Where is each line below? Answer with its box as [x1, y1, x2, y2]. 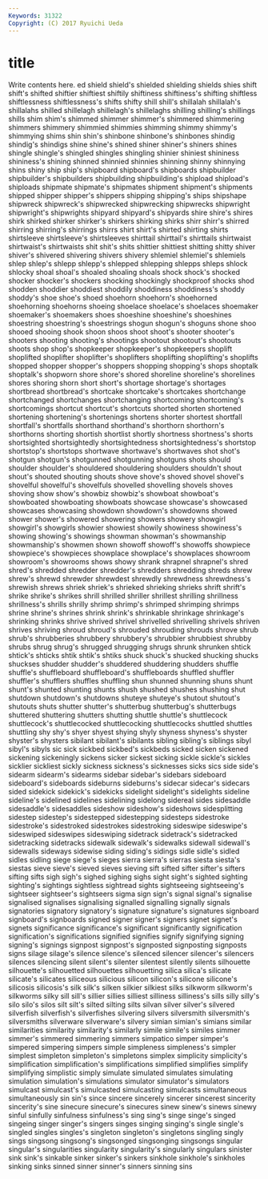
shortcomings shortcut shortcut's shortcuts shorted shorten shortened [8, 404, 242, 414]
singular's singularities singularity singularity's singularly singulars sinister [8, 1145, 253, 1154]
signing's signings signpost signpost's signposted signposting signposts [8, 940, 247, 950]
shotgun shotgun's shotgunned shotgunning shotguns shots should [8, 454, 231, 465]
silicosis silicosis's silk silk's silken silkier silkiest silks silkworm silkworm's [8, 983, 253, 992]
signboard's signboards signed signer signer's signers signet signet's [8, 915, 238, 924]
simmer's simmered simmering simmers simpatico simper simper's [8, 1034, 230, 1044]
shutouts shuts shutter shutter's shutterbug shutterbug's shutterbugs [8, 702, 237, 712]
